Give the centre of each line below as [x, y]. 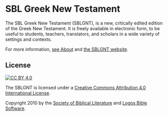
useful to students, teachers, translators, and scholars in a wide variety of [82, 34]
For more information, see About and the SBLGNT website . [67, 49]
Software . [16, 108]
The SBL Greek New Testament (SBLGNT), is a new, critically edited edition [84, 23]
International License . [28, 93]
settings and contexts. [29, 39]
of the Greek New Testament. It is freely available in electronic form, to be [83, 28]
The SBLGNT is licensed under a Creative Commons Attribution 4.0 [76, 87]
